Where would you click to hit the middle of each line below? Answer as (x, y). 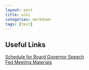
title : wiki (18, 15)
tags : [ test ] (19, 24)
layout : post (19, 10)
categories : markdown (28, 19)
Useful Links (25, 44)
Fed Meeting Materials (29, 62)
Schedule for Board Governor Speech (45, 57)
